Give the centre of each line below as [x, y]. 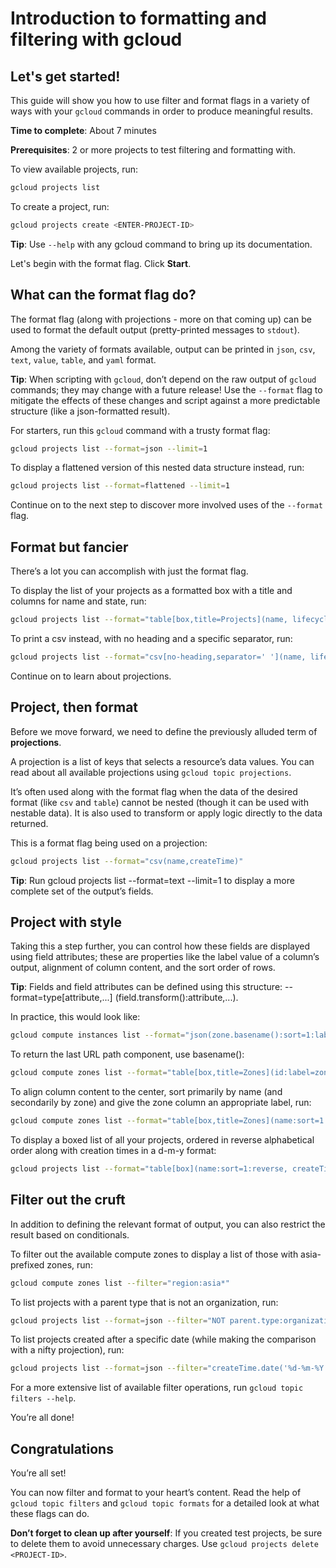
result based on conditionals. [70, 1234]
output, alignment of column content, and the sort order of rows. [143, 968]
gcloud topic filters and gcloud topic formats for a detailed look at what [165, 1503]
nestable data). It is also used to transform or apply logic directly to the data [166, 813]
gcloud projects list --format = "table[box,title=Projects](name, [149, 620]
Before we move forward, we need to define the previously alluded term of [164, 731]
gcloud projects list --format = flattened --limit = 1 [120, 486]
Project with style [66, 922]
